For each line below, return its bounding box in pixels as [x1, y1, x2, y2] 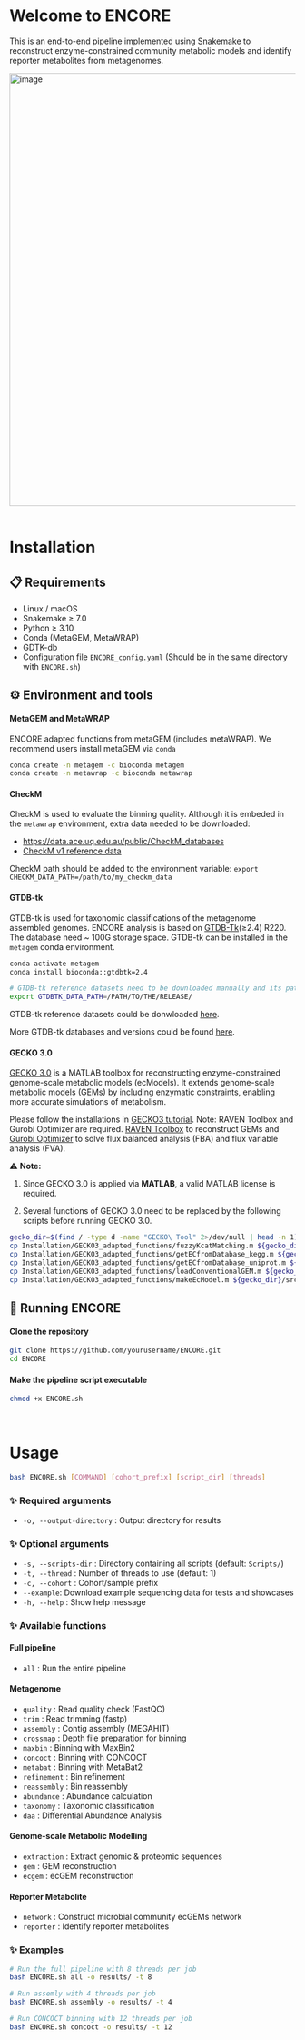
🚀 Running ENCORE [9, 1300, 121, 1316]
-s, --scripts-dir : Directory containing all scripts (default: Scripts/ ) [22, 1558, 284, 1570]
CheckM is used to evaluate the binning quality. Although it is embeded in [9, 809, 284, 820]
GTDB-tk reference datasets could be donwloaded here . [9, 1009, 220, 1020]
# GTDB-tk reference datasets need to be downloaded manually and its [9, 984, 282, 993]
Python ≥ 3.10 [22, 622, 74, 633]
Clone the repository [9, 1326, 89, 1337]
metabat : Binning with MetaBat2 [22, 1762, 143, 1772]
